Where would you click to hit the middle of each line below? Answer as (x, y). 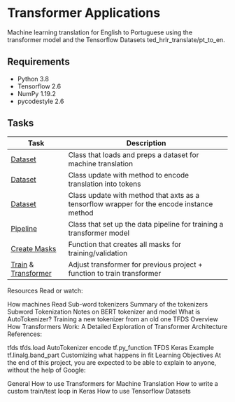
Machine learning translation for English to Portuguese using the (100, 32)
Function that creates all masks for (125, 244)
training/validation (98, 253)
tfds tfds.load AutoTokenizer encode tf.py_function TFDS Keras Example (111, 347)
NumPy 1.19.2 (36, 93)
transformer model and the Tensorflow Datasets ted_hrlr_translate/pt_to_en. (116, 39)
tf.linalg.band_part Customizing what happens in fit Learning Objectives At (114, 355)
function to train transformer (115, 273)
